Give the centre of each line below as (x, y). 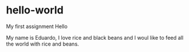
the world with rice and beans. (43, 44)
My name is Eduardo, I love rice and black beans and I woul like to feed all (95, 37)
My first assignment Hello (37, 26)
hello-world (35, 10)
